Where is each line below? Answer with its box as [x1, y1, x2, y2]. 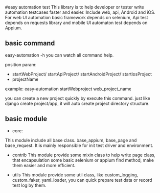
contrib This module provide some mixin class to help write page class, [12, 152, 156, 158]
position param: [5, 61, 37, 68]
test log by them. [12, 182, 46, 188]
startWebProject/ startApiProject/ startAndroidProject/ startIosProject [12, 71, 152, 77]
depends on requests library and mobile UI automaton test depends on [5, 20, 148, 25]
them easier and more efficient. [12, 162, 76, 168]
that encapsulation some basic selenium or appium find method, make [12, 157, 154, 163]
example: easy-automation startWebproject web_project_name [5, 86, 132, 92]
